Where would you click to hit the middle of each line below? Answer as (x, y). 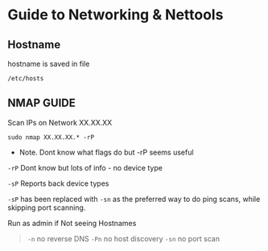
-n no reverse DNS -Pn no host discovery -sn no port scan (124, 238)
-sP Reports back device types (58, 183)
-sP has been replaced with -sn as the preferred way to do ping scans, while (134, 199)
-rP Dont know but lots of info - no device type (85, 167)
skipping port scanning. (47, 208)
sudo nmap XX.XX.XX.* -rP (51, 137)
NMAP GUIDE (41, 103)
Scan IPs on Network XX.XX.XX (60, 122)
